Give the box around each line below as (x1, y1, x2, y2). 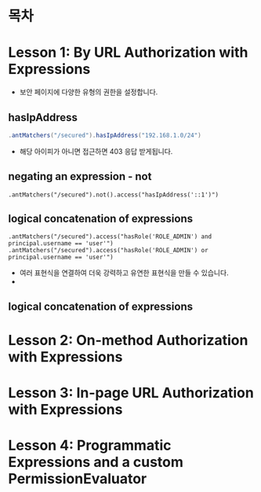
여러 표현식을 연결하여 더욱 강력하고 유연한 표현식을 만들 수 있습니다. (19, 268, 229, 277)
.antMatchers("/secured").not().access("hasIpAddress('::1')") (8, 190, 219, 199)
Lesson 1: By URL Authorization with (8, 44, 248, 61)
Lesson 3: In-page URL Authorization (8, 384, 255, 402)
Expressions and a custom (8, 453, 184, 472)
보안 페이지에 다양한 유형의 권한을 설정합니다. (19, 87, 158, 97)
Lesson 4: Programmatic (8, 437, 172, 454)
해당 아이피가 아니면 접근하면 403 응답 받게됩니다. (19, 146, 173, 156)
